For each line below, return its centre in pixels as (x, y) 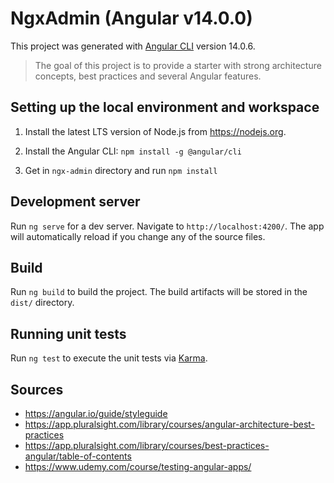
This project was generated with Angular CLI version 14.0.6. (133, 46)
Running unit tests (68, 333)
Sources (37, 389)
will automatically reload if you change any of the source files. (138, 236)
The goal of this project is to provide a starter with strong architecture (178, 65)
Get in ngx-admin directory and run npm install (121, 170)
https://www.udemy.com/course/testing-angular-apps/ (138, 466)
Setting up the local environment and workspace (165, 107)
